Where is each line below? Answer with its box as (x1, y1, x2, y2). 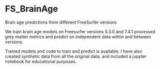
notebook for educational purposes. (5, 58, 77, 64)
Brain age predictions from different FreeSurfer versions (5, 19, 117, 25)
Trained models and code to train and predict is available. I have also (5, 48, 142, 54)
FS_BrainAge (5, 3, 58, 14)
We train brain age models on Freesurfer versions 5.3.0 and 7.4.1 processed (5, 28, 156, 34)
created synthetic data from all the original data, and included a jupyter (5, 53, 147, 59)
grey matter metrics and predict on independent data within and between (5, 34, 151, 40)
